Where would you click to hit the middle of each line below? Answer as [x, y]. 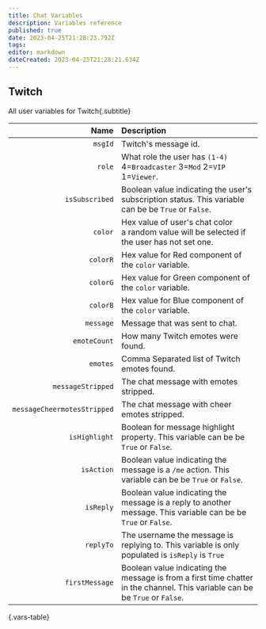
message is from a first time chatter [187, 578]
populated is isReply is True [173, 555]
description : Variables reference [65, 23]
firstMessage [89, 582]
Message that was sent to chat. [179, 323]
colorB [101, 305]
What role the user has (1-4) [175, 157]
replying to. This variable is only [180, 545]
